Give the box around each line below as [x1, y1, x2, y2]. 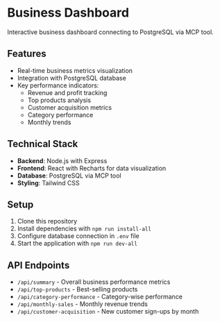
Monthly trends [27, 118, 71, 126]
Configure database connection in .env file [17, 232, 140, 240]
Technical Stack [7, 138, 78, 150]
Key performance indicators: [17, 81, 99, 90]
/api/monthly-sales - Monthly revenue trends [17, 300, 148, 308]
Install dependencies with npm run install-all [17, 224, 151, 233]
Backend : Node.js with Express [17, 156, 108, 164]
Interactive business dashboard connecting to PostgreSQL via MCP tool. [7, 28, 214, 36]
